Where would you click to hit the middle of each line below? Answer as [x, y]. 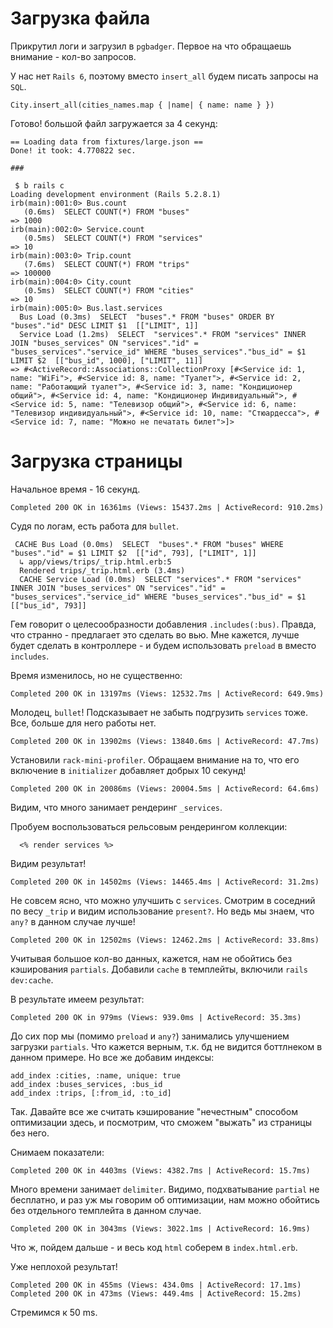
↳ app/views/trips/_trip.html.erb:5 [95, 562]
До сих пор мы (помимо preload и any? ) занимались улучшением [150, 1036]
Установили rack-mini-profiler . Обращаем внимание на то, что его [155, 759]
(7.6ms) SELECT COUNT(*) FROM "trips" [106, 264]
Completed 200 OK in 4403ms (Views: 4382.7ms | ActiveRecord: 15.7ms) [160, 1170]
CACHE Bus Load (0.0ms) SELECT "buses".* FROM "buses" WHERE [149, 544]
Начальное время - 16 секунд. [75, 489]
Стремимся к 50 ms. [54, 1312]
